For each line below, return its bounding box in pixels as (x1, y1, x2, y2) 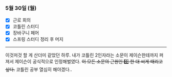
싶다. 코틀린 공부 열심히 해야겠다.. (5, 66, 73, 72)
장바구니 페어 (12, 30, 39, 36)
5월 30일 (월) (5, 4, 37, 11)
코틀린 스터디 (12, 23, 39, 30)
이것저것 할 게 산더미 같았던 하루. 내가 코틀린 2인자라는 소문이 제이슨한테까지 (5, 52, 158, 58)
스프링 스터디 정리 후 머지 (12, 36, 64, 42)
